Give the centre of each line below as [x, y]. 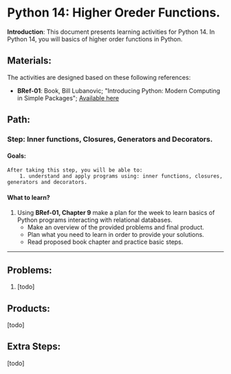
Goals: [16, 156]
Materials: [29, 61]
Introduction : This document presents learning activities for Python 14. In [111, 32]
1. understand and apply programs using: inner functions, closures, [121, 176]
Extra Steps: [34, 347]
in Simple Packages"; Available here [68, 98]
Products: [29, 308]
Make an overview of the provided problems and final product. [116, 227]
